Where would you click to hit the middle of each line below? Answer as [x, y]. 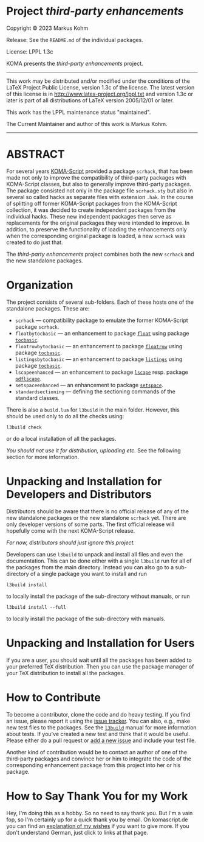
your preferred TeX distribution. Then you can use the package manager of [100, 666]
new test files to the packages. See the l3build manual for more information [101, 727]
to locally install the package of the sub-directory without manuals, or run [98, 596]
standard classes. [37, 398]
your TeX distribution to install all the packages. [66, 673]
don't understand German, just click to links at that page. [77, 832]
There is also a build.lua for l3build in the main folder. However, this [93, 410]
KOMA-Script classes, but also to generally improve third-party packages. [99, 184]
